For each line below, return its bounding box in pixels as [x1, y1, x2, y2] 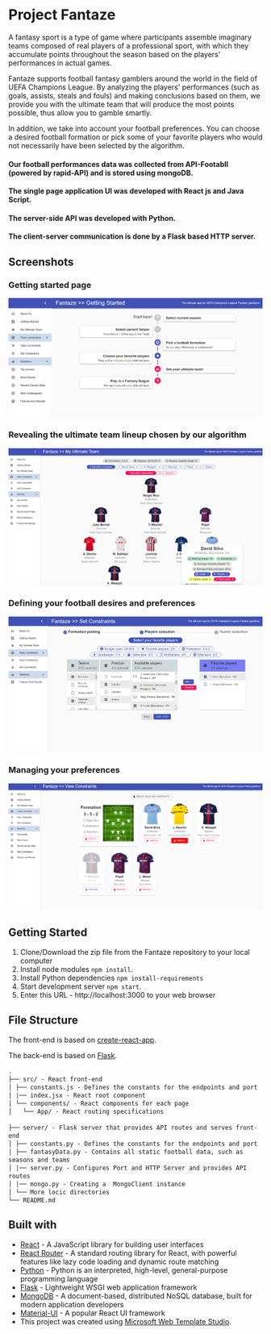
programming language [19, 1274, 98, 1283]
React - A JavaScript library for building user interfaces [19, 1240, 204, 1249]
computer [19, 956, 53, 965]
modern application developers [19, 1299, 124, 1309]
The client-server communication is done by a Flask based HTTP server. [8, 231, 256, 241]
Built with [8, 1218, 57, 1232]
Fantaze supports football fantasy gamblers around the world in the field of [8, 73, 258, 83]
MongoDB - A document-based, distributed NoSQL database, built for [19, 1290, 252, 1300]
